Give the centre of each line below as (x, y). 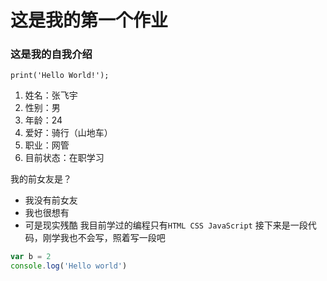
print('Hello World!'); (60, 76)
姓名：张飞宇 (51, 95)
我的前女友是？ (41, 179)
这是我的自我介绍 (51, 54)
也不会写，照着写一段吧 (117, 238)
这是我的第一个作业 (89, 20)
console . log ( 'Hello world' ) (69, 266)
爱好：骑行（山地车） (68, 133)
